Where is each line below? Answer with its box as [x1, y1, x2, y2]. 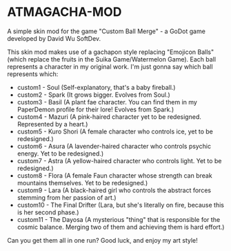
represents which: [7, 70, 59, 78]
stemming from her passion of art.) [17, 193, 117, 201]
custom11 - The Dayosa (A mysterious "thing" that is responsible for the [17, 215, 221, 223]
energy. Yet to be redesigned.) [17, 149, 104, 158]
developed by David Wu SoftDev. [7, 34, 101, 42]
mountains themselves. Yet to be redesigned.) [17, 178, 148, 187]
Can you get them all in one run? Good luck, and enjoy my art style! [7, 236, 198, 244]
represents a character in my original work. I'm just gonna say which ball [7, 62, 213, 71]
